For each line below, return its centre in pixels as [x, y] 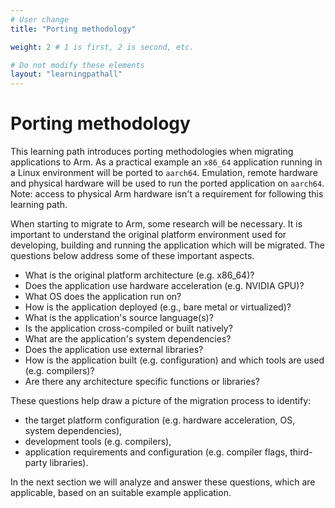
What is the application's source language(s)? [119, 318]
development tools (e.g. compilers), [98, 442]
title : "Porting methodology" [73, 29]
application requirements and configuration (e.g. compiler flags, [156, 452]
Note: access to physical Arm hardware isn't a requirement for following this [167, 194]
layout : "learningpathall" [66, 74]
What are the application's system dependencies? [128, 339]
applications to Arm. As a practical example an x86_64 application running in [166, 162]
